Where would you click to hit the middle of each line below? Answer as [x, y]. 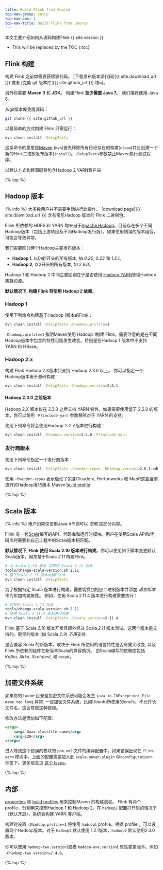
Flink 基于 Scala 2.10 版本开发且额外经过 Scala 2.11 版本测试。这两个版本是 [79, 628]
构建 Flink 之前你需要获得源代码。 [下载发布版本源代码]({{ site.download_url [81, 76]
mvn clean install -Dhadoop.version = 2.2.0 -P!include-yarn [66, 435]
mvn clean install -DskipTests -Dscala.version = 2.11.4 [62, 618]
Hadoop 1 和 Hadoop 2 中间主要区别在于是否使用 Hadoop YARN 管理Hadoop [81, 274]
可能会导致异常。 [22, 237]
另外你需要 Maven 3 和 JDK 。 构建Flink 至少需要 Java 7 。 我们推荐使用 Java [81, 93]
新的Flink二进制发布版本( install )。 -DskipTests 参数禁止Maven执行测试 [76, 153]
